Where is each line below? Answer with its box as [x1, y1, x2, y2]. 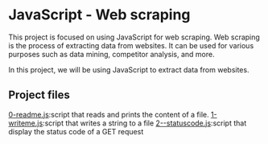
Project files [8, 88, 70, 102]
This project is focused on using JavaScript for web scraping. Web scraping [8, 32, 260, 42]
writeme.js [8, 118, 43, 128]
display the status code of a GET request [8, 126, 144, 136]
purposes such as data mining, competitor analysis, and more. [8, 49, 215, 59]
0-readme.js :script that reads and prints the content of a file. [8, 109, 209, 119]
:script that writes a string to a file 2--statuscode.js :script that [43, 118, 247, 128]
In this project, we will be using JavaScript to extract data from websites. [8, 64, 249, 74]
